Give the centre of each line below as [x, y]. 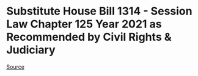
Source [15, 67]
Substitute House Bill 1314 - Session [99, 11]
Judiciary [31, 50]
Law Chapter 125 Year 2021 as [84, 24]
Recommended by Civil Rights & [89, 37]
